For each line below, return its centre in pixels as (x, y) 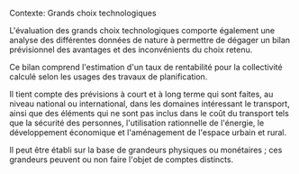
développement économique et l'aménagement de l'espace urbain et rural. (148, 133)
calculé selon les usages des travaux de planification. (109, 77)
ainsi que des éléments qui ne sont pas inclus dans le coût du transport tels (149, 113)
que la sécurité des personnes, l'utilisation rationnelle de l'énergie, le (137, 123)
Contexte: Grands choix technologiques (83, 13)
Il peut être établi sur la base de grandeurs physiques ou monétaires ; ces (146, 150)
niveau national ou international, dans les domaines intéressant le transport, (149, 104)
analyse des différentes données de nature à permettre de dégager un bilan (150, 40)
